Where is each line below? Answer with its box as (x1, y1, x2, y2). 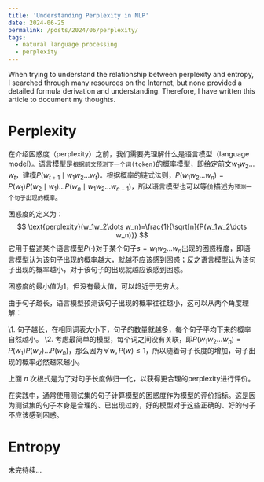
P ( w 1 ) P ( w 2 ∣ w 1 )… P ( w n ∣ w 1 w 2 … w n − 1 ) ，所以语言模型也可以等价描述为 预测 (8, 182, 247, 193)
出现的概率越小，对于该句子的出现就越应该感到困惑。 (14, 265, 187, 274)
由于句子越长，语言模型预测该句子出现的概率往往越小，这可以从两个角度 (8, 298, 242, 307)
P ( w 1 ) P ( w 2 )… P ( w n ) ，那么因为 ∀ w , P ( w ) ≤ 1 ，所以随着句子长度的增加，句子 (8, 345, 249, 357)
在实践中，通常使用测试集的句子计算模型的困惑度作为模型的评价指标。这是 (8, 390, 249, 399)
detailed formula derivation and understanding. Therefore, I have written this (8, 86, 255, 95)
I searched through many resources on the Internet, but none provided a (8, 78, 242, 87)
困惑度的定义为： (8, 209, 64, 219)
